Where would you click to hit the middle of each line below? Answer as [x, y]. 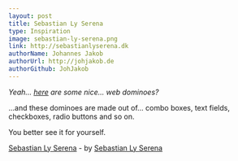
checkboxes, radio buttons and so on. [71, 116]
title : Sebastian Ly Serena [56, 24]
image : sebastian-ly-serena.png [63, 39]
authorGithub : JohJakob [49, 69]
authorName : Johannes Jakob [56, 54]
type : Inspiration [39, 31]
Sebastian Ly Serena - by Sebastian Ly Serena [86, 148]
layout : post [30, 16]
